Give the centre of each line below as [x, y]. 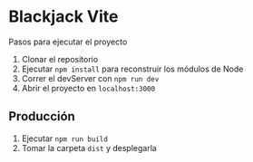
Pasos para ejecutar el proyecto [68, 42]
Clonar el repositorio [60, 59]
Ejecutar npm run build [64, 138]
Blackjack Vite [63, 17]
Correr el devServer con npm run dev [90, 78]
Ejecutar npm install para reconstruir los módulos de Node [132, 69]
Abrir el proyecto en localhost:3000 [88, 88]
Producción [42, 116]
